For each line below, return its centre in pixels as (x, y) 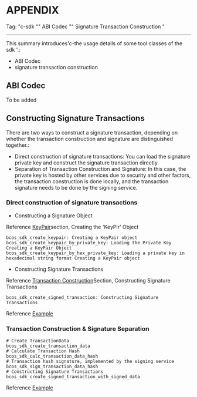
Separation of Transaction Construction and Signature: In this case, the (100, 169)
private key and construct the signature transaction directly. (87, 163)
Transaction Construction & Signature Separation (78, 328)
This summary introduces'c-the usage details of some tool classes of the (94, 43)
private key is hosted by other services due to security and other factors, (103, 175)
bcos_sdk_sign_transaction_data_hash (52, 367)
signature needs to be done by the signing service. (76, 187)
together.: (18, 145)
